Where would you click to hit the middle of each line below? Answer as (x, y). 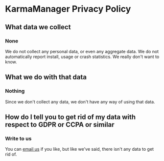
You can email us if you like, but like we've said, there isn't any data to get (80, 149)
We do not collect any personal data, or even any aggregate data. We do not (82, 51)
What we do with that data (46, 77)
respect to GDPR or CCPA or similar (60, 125)
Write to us (18, 139)
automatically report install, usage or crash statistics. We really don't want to (82, 57)
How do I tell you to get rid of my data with (70, 117)
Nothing (15, 91)
